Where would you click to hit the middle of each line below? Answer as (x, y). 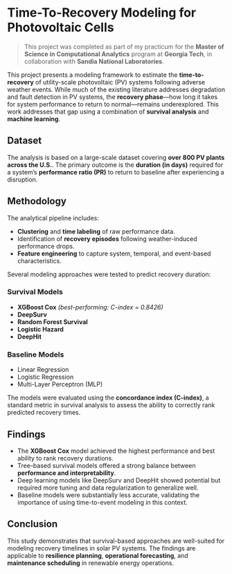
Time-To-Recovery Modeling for (102, 13)
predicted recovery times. (44, 413)
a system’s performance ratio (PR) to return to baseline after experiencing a (116, 172)
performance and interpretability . (66, 473)
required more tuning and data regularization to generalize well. (108, 487)
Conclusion (33, 524)
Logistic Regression (45, 377)
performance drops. (46, 246)
